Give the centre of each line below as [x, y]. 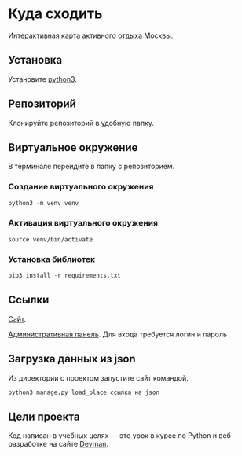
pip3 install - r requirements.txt [65, 276]
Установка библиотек [52, 259]
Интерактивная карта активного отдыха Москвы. [91, 35]
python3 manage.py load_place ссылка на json [84, 392]
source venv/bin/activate [50, 239]
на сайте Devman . [78, 444]
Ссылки [29, 300]
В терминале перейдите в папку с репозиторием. [92, 167]
